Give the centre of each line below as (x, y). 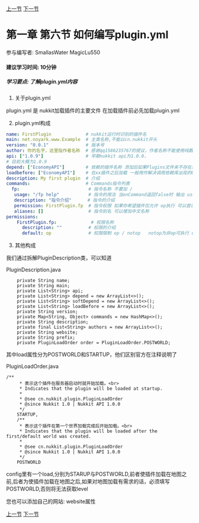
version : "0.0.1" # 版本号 (55, 145)
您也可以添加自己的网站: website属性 (51, 502)
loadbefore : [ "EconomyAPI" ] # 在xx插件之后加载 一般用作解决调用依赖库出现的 (99, 173)
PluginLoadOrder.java (33, 367)
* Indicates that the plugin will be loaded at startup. (91, 389)
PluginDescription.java (33, 270)
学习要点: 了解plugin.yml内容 (42, 82)
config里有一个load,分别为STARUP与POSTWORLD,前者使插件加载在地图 (94, 474)
